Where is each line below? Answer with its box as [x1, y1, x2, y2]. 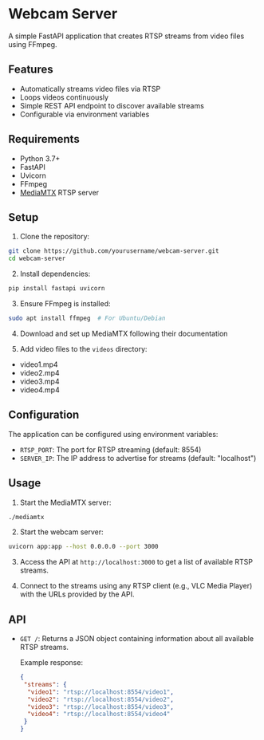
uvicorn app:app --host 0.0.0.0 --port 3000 [8, 543, 159, 551]
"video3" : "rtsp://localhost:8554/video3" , [27, 703, 174, 710]
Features [8, 63, 53, 77]
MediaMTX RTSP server [19, 187, 100, 197]
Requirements [8, 132, 80, 146]
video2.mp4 [19, 368, 60, 377]
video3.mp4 [19, 376, 60, 386]
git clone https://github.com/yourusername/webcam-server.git [8, 247, 219, 255]
